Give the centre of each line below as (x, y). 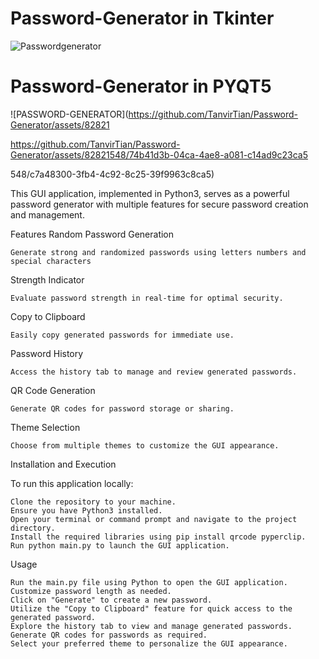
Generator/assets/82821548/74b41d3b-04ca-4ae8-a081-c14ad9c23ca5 (159, 154)
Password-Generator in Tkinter (142, 18)
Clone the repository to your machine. (93, 502)
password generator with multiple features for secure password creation (159, 204)
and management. (47, 214)
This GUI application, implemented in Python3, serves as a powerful (150, 193)
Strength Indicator (47, 279)
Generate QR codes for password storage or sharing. (122, 408)
